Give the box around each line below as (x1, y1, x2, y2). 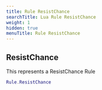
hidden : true (6, 25, 38, 31)
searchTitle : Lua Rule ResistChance (6, 14, 96, 20)
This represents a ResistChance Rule (6, 68, 96, 75)
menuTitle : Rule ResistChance (6, 31, 81, 36)
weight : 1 (6, 19, 31, 25)
